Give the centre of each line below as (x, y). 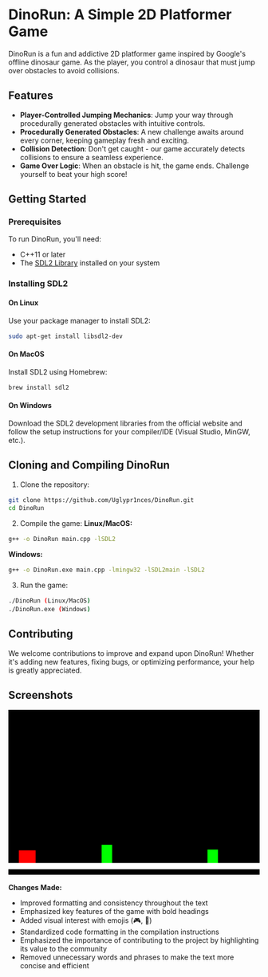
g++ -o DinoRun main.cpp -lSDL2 (62, 540)
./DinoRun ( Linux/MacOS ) (49, 601)
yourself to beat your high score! (73, 174)
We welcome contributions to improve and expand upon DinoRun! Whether (131, 653)
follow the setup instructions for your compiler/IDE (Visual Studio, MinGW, (130, 431)
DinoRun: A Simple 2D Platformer (120, 15)
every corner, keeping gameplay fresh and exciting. (104, 140)
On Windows (30, 406)
